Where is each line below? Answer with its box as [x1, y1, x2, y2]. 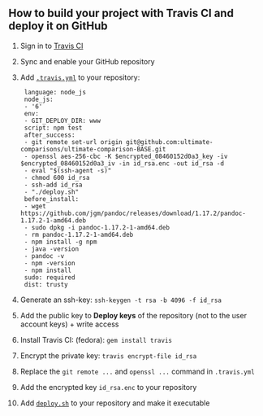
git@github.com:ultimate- [125, 138, 213, 146]
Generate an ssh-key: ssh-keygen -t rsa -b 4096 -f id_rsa [19, 295, 222, 304]
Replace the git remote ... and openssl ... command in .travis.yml [19, 366, 256, 376]
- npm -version [24, 259, 75, 267]
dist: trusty [24, 280, 68, 288]
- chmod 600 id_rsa [24, 173, 90, 182]
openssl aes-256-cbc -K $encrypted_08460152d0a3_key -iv [31, 152, 228, 160]
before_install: [24, 195, 80, 203]
